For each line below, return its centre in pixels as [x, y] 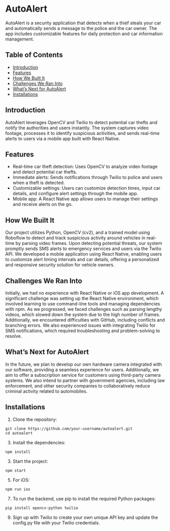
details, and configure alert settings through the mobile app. [75, 194]
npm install [18, 452]
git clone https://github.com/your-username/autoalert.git [69, 429]
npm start [16, 470]
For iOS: [21, 480]
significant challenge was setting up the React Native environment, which [82, 298]
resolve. [14, 336]
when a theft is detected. [39, 183]
